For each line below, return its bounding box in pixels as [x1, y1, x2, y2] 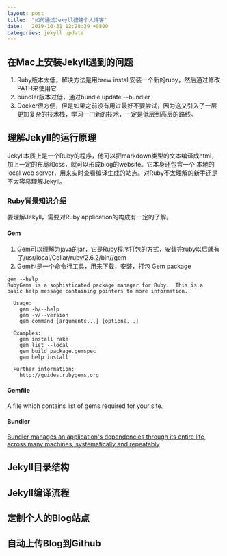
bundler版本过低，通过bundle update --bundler [16, 93, 150, 101]
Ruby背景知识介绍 [7, 196, 67, 206]
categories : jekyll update [7, 29, 84, 36]
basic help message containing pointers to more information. [7, 288, 188, 295]
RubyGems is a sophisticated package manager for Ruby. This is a [7, 282, 204, 289]
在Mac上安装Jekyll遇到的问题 [7, 56, 133, 68]
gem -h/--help [19, 306, 59, 313]
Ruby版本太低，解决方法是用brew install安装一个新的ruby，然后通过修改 [16, 76, 221, 84]
